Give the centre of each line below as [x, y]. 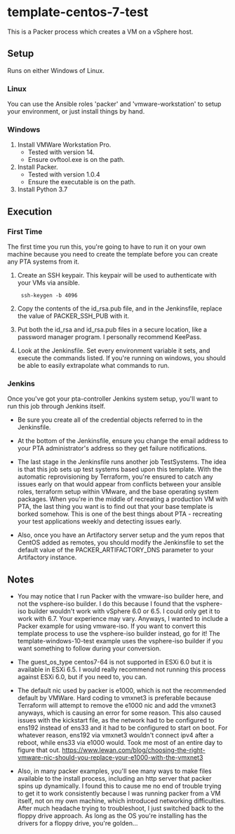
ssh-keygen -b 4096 [49, 296]
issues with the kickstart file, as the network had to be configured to [116, 720]
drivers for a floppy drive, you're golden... [78, 823]
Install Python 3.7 [42, 189]
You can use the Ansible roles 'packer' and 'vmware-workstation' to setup [114, 104]
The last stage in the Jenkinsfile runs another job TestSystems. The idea [122, 462]
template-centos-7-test [78, 12]
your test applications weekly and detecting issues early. [100, 521]
